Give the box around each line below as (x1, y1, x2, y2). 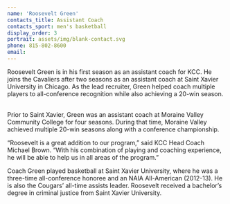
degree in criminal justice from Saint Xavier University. (7, 188, 162, 197)
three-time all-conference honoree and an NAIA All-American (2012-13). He (7, 174, 223, 182)
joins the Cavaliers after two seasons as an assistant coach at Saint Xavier (7, 75, 219, 83)
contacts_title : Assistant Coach (7, 17, 104, 24)
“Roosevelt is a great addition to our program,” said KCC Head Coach (7, 138, 205, 147)
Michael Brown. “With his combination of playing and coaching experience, (7, 146, 222, 154)
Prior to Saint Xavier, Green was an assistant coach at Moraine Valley (7, 110, 204, 118)
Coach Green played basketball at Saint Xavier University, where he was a (7, 167, 218, 175)
